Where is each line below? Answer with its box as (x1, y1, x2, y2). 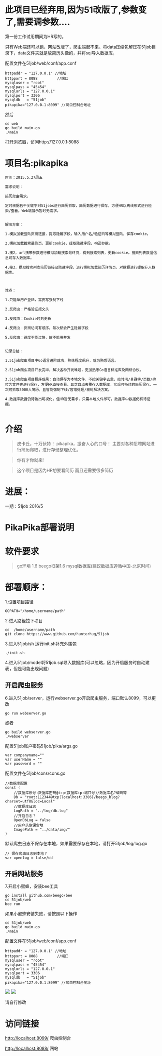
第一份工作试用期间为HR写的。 (5, 34, 66, 39)
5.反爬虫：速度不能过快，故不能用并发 (5, 335, 71, 340)
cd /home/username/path (5, 627, 55, 632)
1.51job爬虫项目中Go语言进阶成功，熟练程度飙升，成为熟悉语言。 (5, 358, 118, 363)
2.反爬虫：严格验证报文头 (5, 307, 49, 311)
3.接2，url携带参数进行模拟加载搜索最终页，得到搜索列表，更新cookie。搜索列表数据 (5, 250, 154, 255)
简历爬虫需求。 (5, 194, 30, 199)
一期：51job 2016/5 (5, 503, 44, 509)
